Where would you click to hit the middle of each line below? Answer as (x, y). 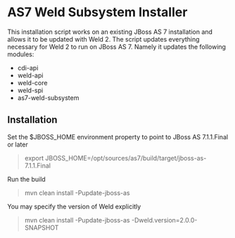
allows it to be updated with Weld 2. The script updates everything (103, 39)
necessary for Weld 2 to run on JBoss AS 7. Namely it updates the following (117, 46)
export (34, 158)
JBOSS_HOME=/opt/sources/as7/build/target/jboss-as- (126, 158)
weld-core (32, 82)
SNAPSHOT (42, 227)
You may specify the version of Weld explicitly (74, 206)
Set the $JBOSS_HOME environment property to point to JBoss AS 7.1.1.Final (118, 137)
